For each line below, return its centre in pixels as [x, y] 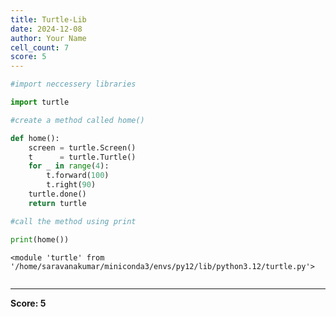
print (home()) [40, 239]
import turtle [40, 102]
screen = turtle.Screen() [82, 147]
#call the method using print [73, 221]
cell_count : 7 [40, 47]
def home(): [35, 138]
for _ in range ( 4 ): [69, 166]
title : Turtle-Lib [48, 19]
